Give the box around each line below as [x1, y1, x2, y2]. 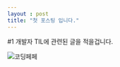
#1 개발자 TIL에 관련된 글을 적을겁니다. [7, 37, 114, 46]
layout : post [7, 10, 49, 18]
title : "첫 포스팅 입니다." [7, 17, 80, 24]
